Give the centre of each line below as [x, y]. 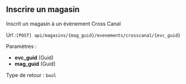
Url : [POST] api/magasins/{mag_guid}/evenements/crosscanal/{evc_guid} [93, 35]
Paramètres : [21, 46]
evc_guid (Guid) [34, 57]
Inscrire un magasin [43, 10]
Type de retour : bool [31, 75]
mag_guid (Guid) [35, 64]
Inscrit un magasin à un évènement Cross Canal [64, 23]
